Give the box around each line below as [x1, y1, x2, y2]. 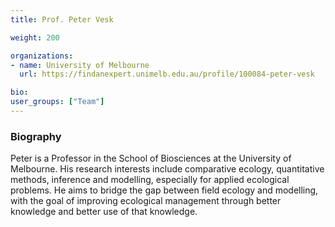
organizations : [10, 51, 74, 61]
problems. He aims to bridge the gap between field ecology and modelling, [10, 184, 319, 196]
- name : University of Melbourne [10, 60, 150, 70]
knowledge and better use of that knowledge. [10, 206, 198, 218]
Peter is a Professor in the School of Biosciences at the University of [10, 152, 292, 165]
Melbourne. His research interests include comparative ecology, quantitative [10, 163, 325, 175]
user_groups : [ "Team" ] [10, 97, 105, 107]
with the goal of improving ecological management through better [10, 195, 282, 207]
